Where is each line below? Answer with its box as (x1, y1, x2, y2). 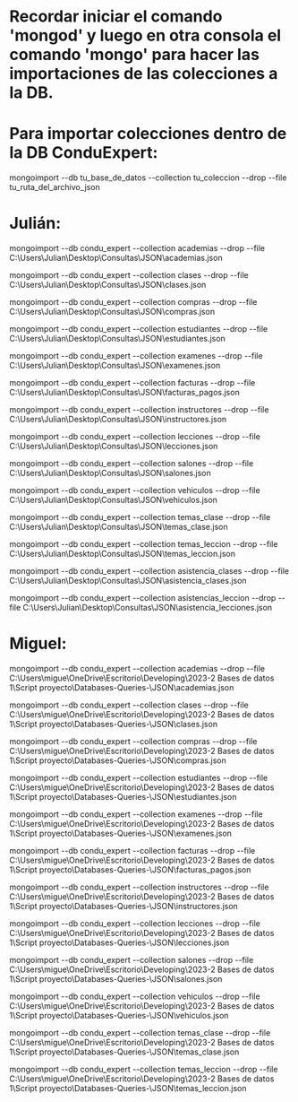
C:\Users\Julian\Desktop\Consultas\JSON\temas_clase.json (9, 522, 228, 533)
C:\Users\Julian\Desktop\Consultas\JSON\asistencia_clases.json (9, 576, 248, 586)
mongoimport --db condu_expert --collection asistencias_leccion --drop (9, 593, 277, 603)
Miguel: (9, 634, 67, 654)
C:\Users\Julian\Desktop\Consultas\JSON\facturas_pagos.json (9, 387, 240, 398)
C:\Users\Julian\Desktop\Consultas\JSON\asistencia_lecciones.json (22, 603, 273, 613)
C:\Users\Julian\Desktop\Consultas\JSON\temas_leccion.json (9, 549, 235, 560)
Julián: (9, 213, 62, 234)
